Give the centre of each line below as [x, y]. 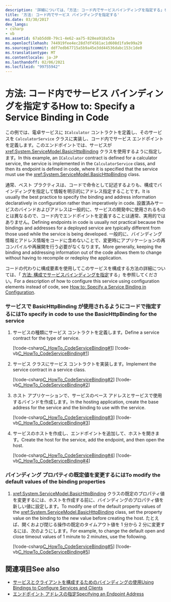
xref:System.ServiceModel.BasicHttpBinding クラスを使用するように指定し [83, 151]
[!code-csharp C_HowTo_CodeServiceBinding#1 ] [63, 348]
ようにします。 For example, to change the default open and [102, 531]
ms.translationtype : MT [31, 53]
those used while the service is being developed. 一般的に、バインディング [84, 234]
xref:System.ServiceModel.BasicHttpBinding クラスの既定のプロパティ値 [89, 493]
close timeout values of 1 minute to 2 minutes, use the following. [80, 536]
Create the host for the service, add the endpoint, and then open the [93, 440]
